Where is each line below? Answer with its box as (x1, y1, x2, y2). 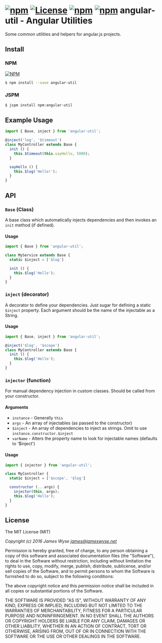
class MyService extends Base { (5, 253, 70, 257)
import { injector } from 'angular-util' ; (5, 463, 92, 467)
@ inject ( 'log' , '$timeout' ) (5, 138, 62, 143)
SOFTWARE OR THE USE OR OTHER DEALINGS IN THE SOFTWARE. (5, 633, 141, 640)
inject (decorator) (5, 291, 49, 298)
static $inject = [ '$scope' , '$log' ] (9, 476, 86, 481)
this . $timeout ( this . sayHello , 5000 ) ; (14, 151, 90, 156)
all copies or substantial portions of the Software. (5, 588, 103, 594)
